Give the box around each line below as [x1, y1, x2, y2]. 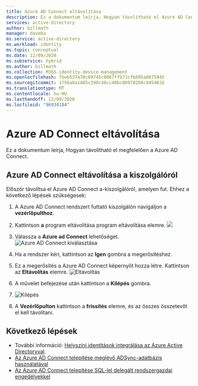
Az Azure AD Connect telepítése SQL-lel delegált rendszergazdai [14, 367, 173, 374]
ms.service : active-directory [6, 36, 81, 42]
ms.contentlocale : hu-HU [6, 91, 67, 97]
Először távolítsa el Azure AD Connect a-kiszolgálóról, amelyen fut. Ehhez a [6, 186, 190, 193]
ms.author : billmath [6, 63, 57, 70]
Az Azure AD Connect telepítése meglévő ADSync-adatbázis [14, 354, 163, 361]
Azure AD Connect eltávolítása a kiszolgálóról [6, 170, 178, 180]
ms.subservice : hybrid [6, 58, 62, 64]
